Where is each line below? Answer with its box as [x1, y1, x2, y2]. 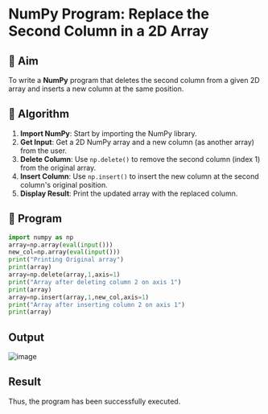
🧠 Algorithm [8, 107, 70, 121]
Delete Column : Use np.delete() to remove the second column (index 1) [19, 154, 261, 164]
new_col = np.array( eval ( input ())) [8, 248, 121, 256]
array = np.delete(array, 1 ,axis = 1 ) [8, 271, 121, 279]
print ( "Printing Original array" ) [8, 255, 125, 264]
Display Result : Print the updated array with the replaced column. [19, 188, 238, 198]
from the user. [19, 146, 67, 155]
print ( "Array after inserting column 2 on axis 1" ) [8, 300, 185, 308]
